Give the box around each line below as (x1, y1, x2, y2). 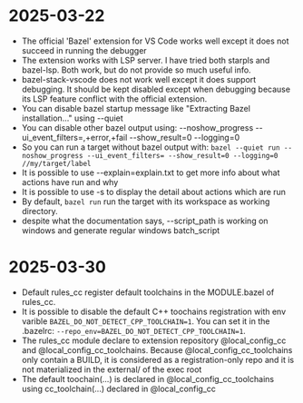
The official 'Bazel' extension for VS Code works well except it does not (21, 35, 289, 46)
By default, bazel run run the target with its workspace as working (21, 196, 270, 207)
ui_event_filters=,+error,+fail (21, 132, 128, 143)
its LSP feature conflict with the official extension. (21, 93, 208, 104)
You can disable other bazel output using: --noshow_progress (21, 122, 254, 133)
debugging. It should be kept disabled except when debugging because (21, 84, 291, 94)
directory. (21, 205, 58, 216)
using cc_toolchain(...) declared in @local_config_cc (21, 383, 217, 394)
